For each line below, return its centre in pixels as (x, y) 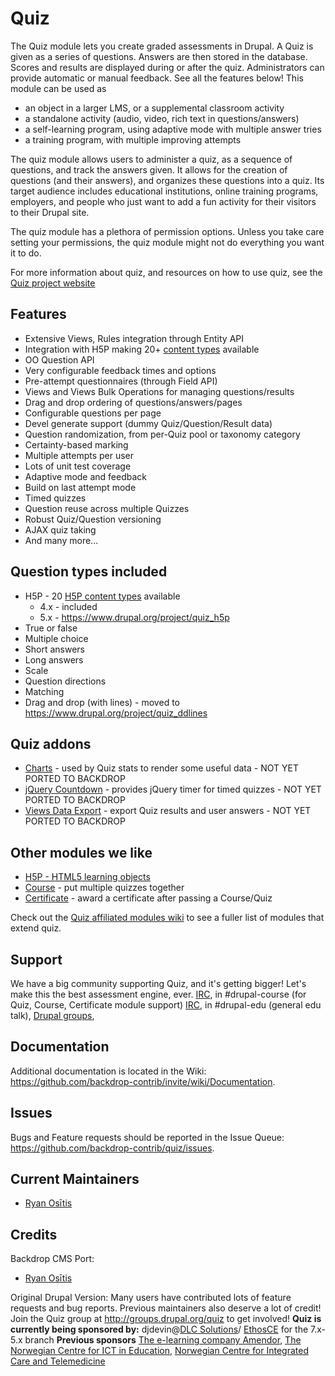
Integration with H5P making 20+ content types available (142, 349)
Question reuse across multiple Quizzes (107, 508)
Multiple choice (56, 638)
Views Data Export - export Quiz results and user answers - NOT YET (168, 811)
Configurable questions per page (93, 413)
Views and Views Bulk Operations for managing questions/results (159, 391)
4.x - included (68, 606)
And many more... (61, 540)
